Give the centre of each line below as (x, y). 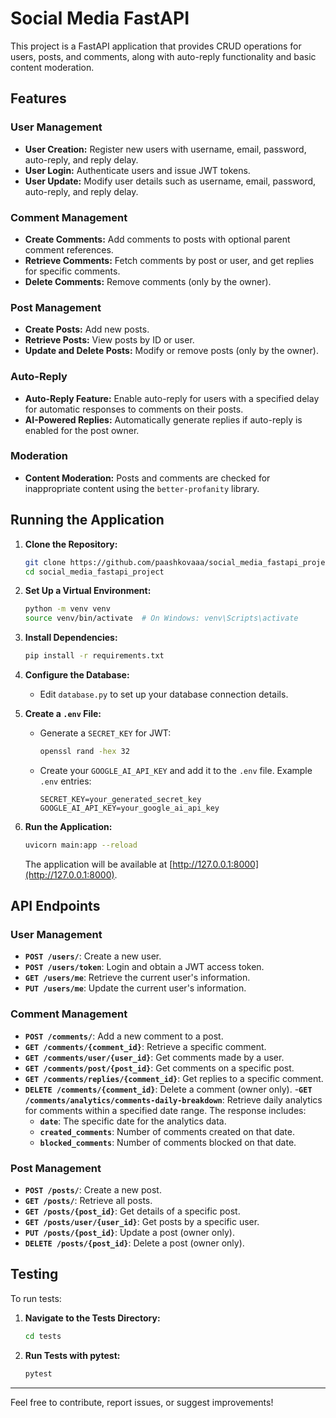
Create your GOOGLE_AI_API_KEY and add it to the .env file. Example (176, 770)
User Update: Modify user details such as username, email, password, (170, 181)
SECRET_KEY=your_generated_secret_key (120, 799)
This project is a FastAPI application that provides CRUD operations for (156, 46)
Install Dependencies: (71, 638)
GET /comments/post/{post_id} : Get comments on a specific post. (159, 1068)
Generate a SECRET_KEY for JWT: (105, 733)
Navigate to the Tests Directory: (92, 1318)
